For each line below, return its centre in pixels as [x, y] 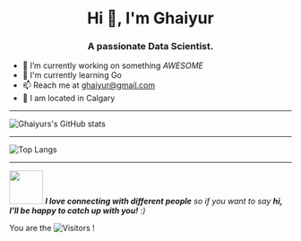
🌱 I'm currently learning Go [72, 75]
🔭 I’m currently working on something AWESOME [112, 65]
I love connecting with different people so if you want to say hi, [163, 202]
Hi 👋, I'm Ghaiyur [150, 18]
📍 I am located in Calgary [69, 99]
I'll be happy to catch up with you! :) [77, 211]
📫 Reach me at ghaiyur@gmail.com [88, 85]
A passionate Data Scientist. [150, 47]
